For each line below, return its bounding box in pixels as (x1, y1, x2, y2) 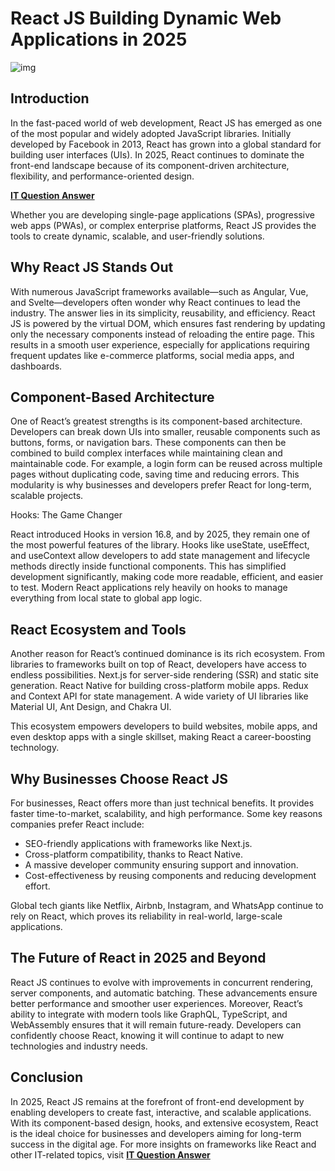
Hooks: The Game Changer (10, 509, 123, 521)
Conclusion (10, 1069, 84, 1086)
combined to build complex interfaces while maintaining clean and (10, 447, 283, 459)
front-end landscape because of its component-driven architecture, (10, 159, 290, 171)
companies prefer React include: (10, 818, 145, 830)
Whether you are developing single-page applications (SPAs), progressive (10, 208, 315, 221)
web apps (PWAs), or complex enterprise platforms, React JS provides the (10, 219, 317, 231)
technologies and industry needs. (10, 1040, 148, 1052)
